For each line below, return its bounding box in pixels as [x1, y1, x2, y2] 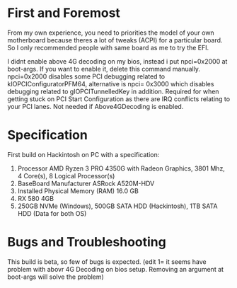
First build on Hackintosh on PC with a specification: [7, 150, 160, 159]
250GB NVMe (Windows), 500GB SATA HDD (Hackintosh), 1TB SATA [17, 202, 218, 210]
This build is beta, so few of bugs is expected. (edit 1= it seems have [7, 257, 207, 266]
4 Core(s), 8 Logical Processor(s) [17, 171, 115, 180]
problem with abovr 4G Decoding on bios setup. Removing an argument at [7, 265, 224, 273]
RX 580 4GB [17, 194, 54, 202]
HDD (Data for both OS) [17, 209, 87, 217]
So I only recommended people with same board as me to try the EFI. [7, 43, 209, 52]
